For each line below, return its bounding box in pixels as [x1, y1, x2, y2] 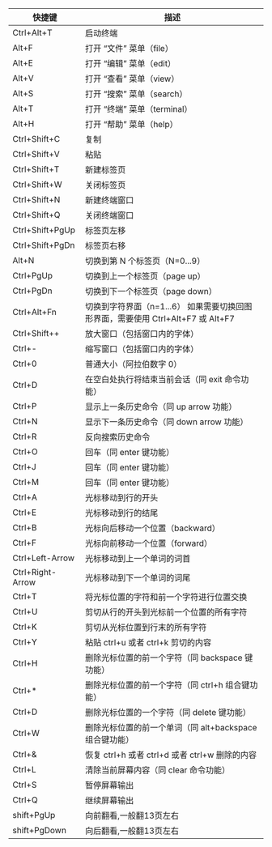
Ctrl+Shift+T [12, 164, 60, 175]
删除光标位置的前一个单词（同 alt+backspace [84, 722, 257, 733]
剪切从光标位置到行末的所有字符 [84, 622, 207, 632]
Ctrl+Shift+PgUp [12, 224, 75, 236]
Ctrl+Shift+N [12, 194, 61, 205]
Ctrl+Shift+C [12, 134, 61, 144]
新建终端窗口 [84, 194, 134, 206]
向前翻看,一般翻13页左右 [84, 810, 180, 821]
